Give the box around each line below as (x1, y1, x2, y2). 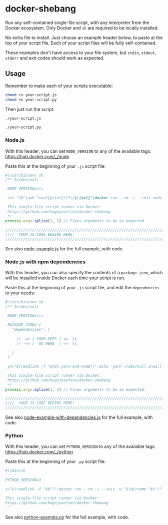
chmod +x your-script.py (5, 97, 57, 102)
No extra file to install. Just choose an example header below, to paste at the (5, 35, 163, 41)
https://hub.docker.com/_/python (5, 449, 73, 455)
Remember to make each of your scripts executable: (5, 83, 113, 89)
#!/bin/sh (5, 468, 26, 473)
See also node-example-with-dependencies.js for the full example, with (5, 414, 153, 420)
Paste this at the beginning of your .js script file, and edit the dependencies (5, 285, 160, 291)
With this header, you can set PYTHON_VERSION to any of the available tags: (5, 443, 156, 449)
